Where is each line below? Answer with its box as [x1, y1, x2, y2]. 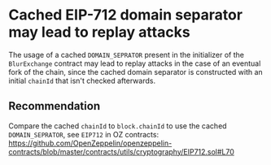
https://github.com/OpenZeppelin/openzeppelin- [8, 138, 173, 148]
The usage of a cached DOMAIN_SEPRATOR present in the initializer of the [8, 50, 244, 59]
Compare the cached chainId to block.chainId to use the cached [8, 120, 227, 131]
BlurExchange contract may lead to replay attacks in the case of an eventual [8, 59, 261, 68]
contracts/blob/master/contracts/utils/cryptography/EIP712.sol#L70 [8, 146, 234, 156]
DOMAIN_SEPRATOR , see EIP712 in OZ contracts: [8, 129, 160, 139]
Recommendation [8, 99, 100, 113]
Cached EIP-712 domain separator [8, 6, 243, 24]
